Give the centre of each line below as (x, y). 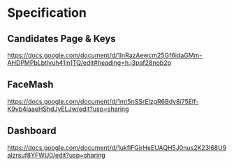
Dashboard (32, 131)
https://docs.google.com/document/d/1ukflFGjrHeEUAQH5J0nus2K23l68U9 (117, 147)
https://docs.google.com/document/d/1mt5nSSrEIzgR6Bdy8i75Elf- (103, 101)
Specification (47, 13)
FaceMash (30, 85)
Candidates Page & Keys (62, 39)
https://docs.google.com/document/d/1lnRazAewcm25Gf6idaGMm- (105, 55)
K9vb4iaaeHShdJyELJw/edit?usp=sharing (68, 109)
